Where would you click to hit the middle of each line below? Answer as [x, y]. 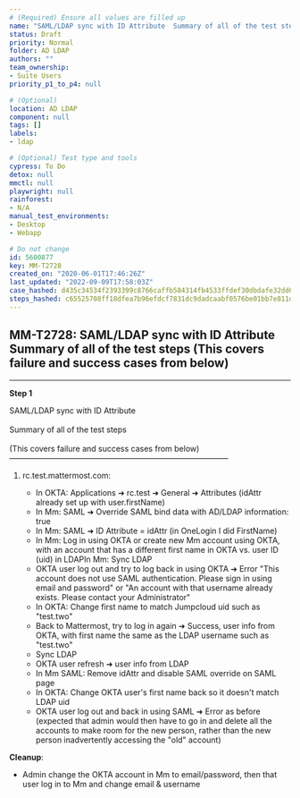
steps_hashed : [36, 299]
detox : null [31, 174]
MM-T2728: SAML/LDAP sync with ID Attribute [142, 335]
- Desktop [28, 225]
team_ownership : [39, 68]
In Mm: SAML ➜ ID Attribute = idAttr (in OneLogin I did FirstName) [156, 531]
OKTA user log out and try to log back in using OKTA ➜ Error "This [157, 568]
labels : [24, 134]
